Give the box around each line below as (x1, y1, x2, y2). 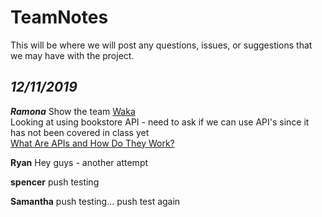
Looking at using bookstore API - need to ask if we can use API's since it (10, 116, 310, 128)
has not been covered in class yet (10, 126, 150, 138)
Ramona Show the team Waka (10, 105, 136, 117)
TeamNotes (10, 6, 109, 29)
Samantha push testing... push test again (10, 195, 181, 207)
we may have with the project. (10, 49, 135, 61)
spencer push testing (10, 176, 100, 188)
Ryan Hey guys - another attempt (10, 156, 149, 168)
